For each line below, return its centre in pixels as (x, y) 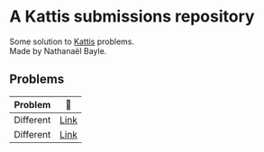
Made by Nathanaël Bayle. (58, 50)
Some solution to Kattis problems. (72, 41)
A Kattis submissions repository (132, 17)
